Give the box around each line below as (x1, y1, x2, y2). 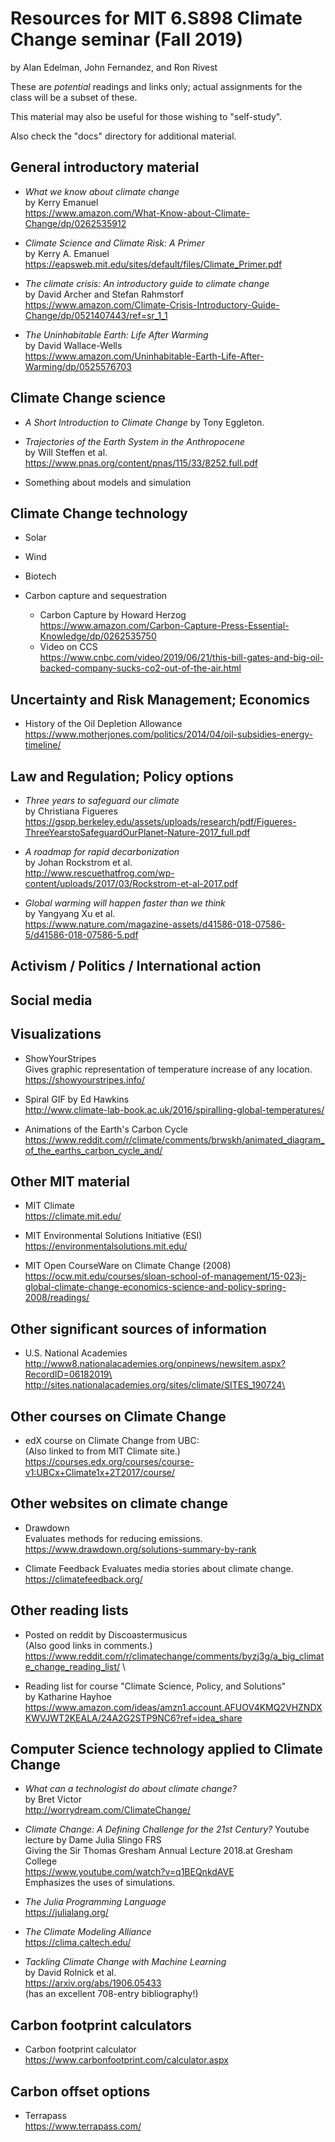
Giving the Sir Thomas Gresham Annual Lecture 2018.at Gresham (24, 1845, 293, 1857)
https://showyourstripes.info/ (24, 1073, 145, 1086)
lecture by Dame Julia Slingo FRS (24, 1834, 162, 1846)
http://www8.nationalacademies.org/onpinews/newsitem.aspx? (24, 1358, 286, 1370)
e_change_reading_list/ (24, 1660, 121, 1672)
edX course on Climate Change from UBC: (24, 1435, 200, 1447)
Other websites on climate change (10, 1495, 228, 1512)
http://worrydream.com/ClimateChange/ (24, 1804, 192, 1816)
